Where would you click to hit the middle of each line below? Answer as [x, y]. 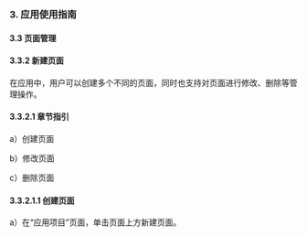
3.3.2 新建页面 [37, 60]
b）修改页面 [32, 158]
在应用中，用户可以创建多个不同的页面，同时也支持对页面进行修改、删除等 [149, 82]
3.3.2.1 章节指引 [40, 117]
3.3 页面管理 [33, 38]
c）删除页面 [32, 177]
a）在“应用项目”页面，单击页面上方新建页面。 [95, 222]
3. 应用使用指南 [43, 14]
